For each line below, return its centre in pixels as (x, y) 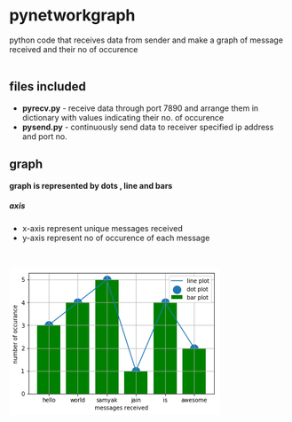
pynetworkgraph (72, 16)
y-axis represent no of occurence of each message (116, 238)
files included (48, 86)
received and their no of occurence (74, 49)
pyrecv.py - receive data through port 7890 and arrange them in (140, 108)
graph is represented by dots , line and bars (91, 185)
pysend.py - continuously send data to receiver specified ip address (148, 127)
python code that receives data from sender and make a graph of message (146, 40)
